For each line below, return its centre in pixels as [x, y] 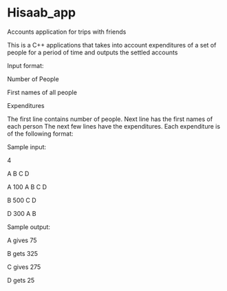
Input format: [25, 65]
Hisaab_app [42, 13]
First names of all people [42, 92]
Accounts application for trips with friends [67, 32]
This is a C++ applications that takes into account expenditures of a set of [112, 45]
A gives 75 [22, 240]
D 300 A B [22, 213]
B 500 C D [22, 200]
